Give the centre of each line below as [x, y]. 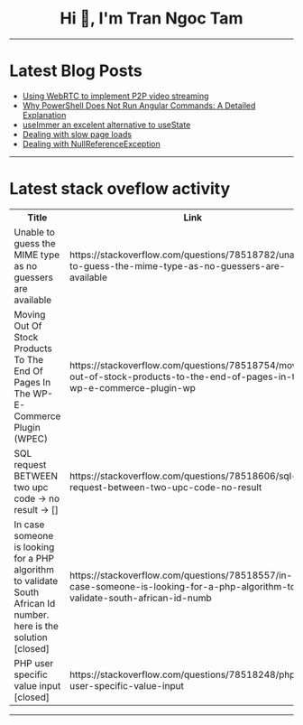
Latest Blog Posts [76, 71]
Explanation [44, 115]
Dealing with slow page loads [77, 134]
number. [32, 615]
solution [31, 637]
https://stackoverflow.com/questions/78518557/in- [181, 575]
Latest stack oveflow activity [120, 189]
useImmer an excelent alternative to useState [106, 125]
